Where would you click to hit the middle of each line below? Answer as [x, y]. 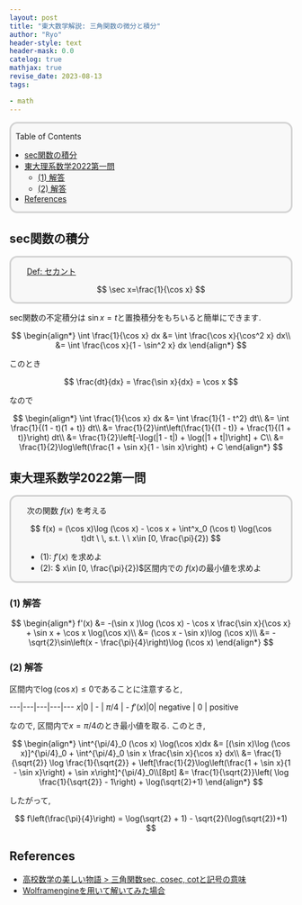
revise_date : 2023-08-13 [56, 77]
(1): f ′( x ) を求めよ [71, 557]
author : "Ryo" [36, 34]
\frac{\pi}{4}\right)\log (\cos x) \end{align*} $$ [187, 643]
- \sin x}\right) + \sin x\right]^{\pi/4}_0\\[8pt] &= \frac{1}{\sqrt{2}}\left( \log [151, 772]
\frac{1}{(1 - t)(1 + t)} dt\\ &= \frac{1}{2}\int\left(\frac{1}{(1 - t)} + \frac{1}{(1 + [151, 428]
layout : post [34, 18]
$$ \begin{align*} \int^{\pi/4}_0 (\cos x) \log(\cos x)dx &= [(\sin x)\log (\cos [151, 743]
